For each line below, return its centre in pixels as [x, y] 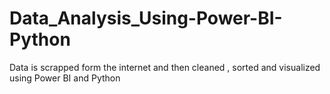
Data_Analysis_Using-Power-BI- [146, 18]
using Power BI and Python [65, 78]
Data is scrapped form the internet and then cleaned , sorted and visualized [165, 67]
